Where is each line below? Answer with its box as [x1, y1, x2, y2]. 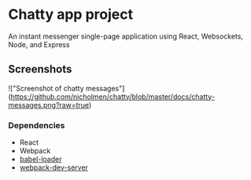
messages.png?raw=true [8, 100, 89, 109]
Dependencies [8, 119, 65, 130]
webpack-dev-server [19, 163, 89, 172]
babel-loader [19, 155, 62, 164]
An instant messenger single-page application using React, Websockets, [8, 31, 244, 41]
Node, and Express [8, 39, 70, 49]
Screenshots [8, 63, 72, 76]
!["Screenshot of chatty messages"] [8, 83, 125, 93]
